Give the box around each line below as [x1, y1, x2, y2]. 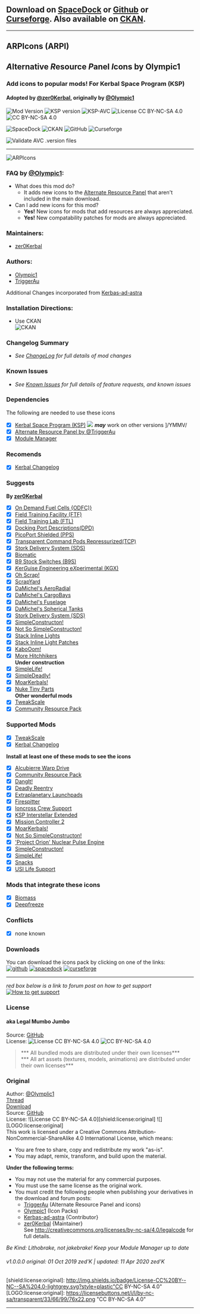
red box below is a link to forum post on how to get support [6, 982, 152, 989]
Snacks [14, 858, 33, 865]
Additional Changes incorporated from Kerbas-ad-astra [6, 289, 143, 296]
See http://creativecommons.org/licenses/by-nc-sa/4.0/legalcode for [23, 1226, 194, 1233]
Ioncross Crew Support [14, 805, 72, 812]
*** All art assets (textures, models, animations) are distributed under [20, 1056, 191, 1063]
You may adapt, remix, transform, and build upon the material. [14, 1152, 167, 1160]
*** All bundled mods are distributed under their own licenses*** [20, 1049, 180, 1056]
